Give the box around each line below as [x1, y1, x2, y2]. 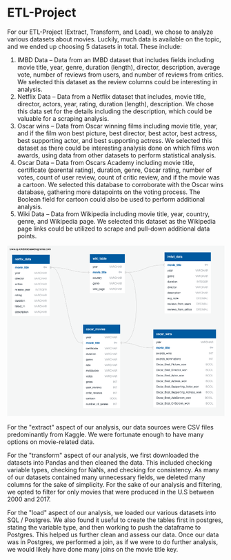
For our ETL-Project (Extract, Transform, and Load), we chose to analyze [7, 28, 214, 36]
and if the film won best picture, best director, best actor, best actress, [17, 129, 217, 137]
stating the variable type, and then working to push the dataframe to [7, 523, 201, 532]
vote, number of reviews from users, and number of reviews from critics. [17, 70, 224, 79]
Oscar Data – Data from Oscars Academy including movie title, [17, 158, 195, 166]
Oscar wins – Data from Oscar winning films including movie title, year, [17, 122, 219, 130]
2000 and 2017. [7, 495, 51, 503]
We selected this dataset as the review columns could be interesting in [17, 77, 218, 86]
